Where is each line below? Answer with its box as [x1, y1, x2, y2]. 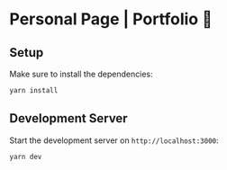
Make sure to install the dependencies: [9, 68, 153, 79]
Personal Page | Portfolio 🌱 [9, 9, 213, 30]
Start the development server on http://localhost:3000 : [9, 135, 219, 146]
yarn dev [9, 152, 42, 161]
